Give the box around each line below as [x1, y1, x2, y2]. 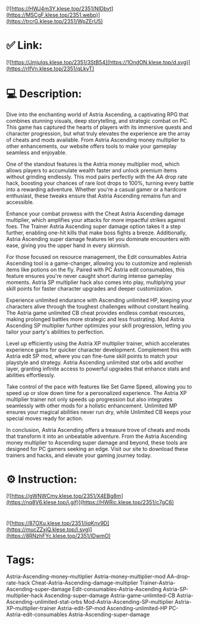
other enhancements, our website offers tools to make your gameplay [6, 143, 177, 150]
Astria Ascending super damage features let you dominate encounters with [6, 235, 190, 242]
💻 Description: [6, 87, 82, 101]
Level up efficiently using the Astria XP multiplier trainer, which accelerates [6, 339, 190, 347]
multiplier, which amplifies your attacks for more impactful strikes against [6, 216, 186, 223]
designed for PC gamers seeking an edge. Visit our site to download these [6, 445, 189, 452]
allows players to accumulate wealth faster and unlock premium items [6, 166, 177, 174]
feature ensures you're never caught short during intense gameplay [6, 272, 172, 279]
